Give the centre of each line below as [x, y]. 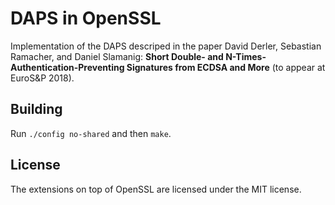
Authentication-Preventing [67, 67]
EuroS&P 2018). [42, 78]
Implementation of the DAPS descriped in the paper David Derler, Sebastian [166, 46]
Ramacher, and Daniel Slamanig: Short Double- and [117, 56]
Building [36, 109]
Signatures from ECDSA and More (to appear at [226, 67]
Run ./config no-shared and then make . [91, 133]
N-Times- [246, 56]
